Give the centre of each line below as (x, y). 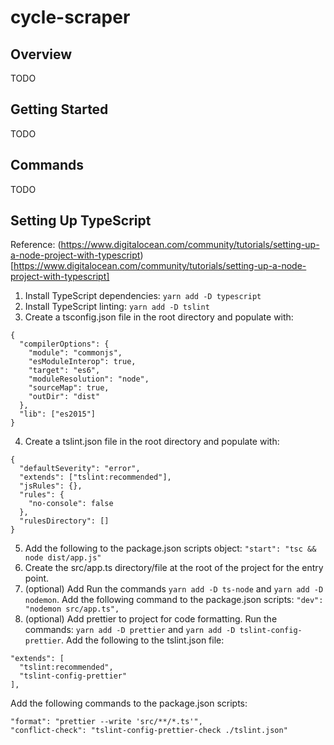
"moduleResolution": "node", (89, 379)
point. (37, 578)
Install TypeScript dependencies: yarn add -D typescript (143, 296)
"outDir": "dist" (64, 397)
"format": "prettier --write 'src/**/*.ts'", (106, 722)
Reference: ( (36, 245)
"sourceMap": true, (69, 388)
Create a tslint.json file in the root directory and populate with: (152, 442)
